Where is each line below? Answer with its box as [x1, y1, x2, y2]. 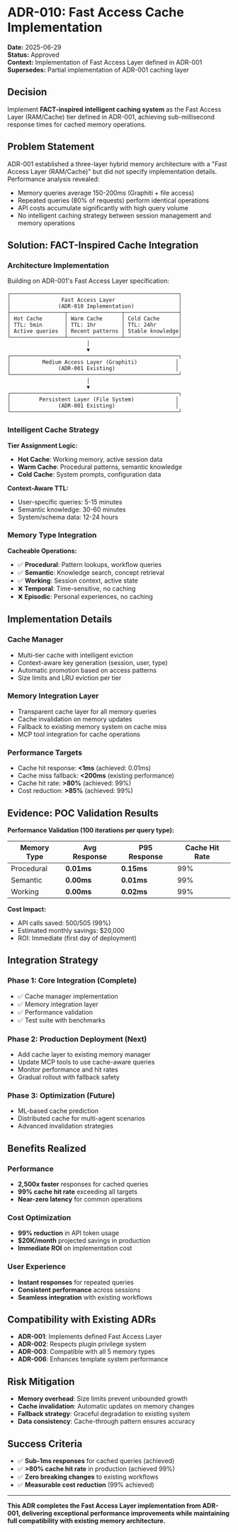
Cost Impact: [7, 905, 47, 913]
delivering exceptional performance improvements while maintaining [21, 1509, 230, 1517]
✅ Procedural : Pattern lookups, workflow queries [17, 560, 162, 568]
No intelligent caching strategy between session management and [17, 211, 211, 220]
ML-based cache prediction [17, 1106, 99, 1116]
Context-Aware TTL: [7, 484, 69, 492]
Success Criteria [7, 1437, 83, 1450]
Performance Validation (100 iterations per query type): [7, 826, 175, 834]
